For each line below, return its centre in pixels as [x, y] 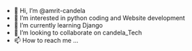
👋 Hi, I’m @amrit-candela [49, 11]
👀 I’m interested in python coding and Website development [99, 18]
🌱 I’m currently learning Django [58, 25]
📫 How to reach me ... [46, 40]
